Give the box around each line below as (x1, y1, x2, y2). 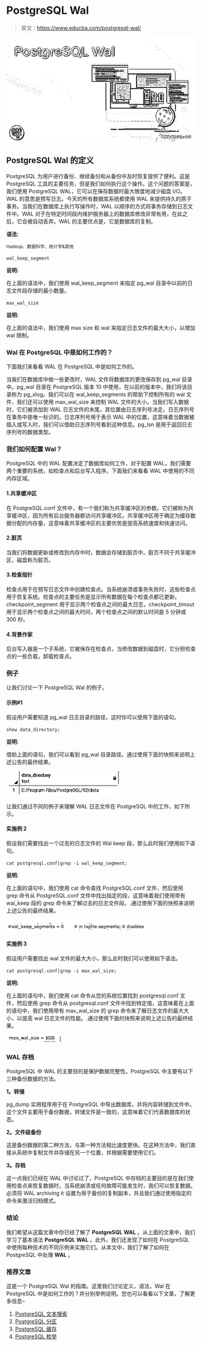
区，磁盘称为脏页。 (6, 556, 54, 563)
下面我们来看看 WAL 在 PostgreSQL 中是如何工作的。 (6, 363, 138, 370)
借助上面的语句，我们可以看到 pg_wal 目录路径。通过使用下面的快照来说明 (6, 751, 191, 758)
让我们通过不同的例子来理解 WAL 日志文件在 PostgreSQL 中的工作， (6, 802, 174, 810)
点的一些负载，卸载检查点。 (6, 653, 75, 660)
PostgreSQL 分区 (14, 1318, 57, 1325)
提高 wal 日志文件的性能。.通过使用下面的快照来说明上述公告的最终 (22, 1015, 188, 1022)
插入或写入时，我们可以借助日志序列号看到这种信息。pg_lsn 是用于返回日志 (6, 421, 193, 428)
